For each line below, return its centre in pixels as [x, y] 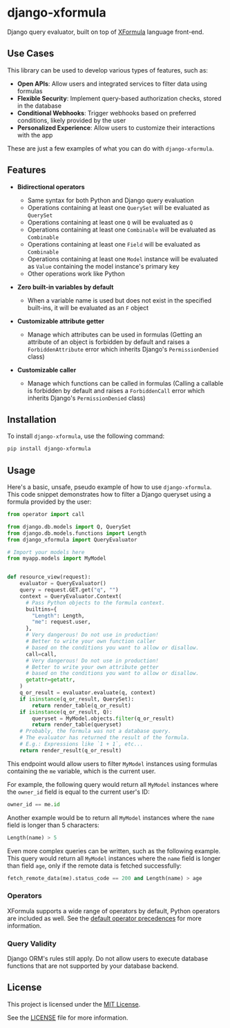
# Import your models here [46, 552]
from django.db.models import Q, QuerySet [69, 526]
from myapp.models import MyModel [57, 559]
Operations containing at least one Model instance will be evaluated [123, 259]
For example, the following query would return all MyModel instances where [113, 784]
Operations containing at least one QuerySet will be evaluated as [118, 207]
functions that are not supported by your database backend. [93, 966]
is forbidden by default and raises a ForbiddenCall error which [116, 390]
